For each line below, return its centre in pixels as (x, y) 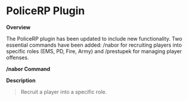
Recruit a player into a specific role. (64, 92)
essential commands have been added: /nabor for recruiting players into (94, 45)
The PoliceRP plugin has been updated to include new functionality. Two (94, 38)
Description (21, 80)
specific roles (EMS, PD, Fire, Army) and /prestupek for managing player (94, 51)
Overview (18, 27)
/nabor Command (28, 69)
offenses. (18, 57)
